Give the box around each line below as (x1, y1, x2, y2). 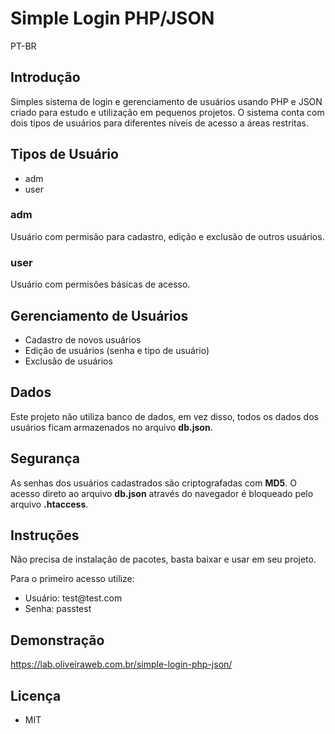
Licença (10, 687, 62, 704)
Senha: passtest (24, 603, 92, 615)
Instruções (10, 527, 80, 544)
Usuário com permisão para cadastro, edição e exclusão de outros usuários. (10, 230, 325, 242)
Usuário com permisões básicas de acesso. (10, 278, 191, 291)
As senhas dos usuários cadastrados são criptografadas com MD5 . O (10, 477, 297, 489)
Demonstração (10, 632, 105, 649)
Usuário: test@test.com (24, 592, 123, 604)
